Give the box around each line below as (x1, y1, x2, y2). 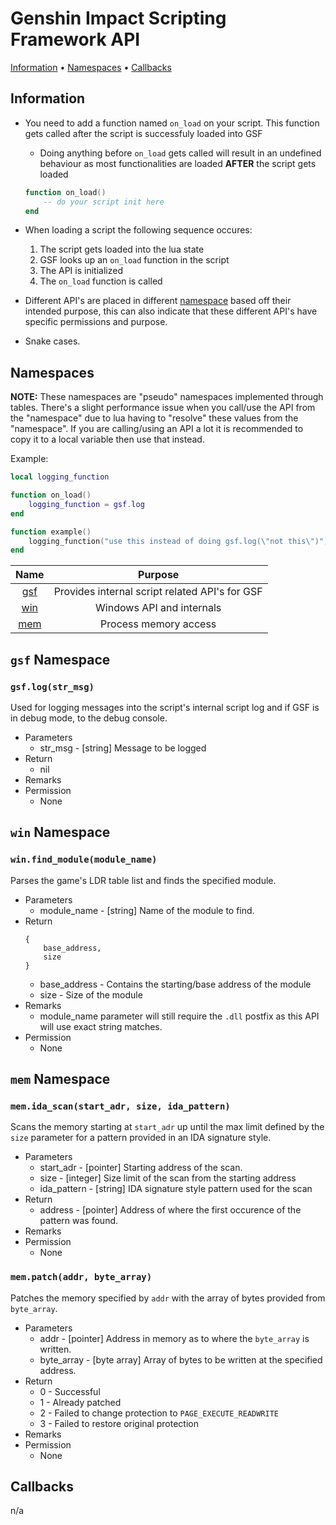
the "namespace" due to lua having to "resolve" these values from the (10, 412, 299, 424)
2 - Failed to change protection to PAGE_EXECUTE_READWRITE (39, 1407, 280, 1419)
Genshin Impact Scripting (10, 7, 227, 30)
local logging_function (10, 472, 110, 482)
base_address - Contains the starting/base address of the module (39, 978, 312, 990)
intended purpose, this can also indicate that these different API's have (24, 305, 318, 317)
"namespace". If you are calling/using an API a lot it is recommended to (10, 423, 304, 435)
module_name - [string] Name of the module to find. (39, 904, 255, 916)
